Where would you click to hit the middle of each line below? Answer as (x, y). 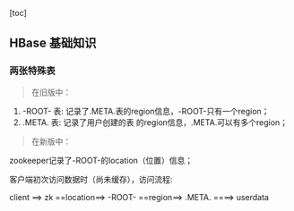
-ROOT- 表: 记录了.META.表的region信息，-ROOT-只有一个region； (146, 111)
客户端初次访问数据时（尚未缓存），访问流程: (91, 179)
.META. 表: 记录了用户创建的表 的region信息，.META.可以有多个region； (155, 122)
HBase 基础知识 (53, 43)
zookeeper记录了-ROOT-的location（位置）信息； (101, 160)
